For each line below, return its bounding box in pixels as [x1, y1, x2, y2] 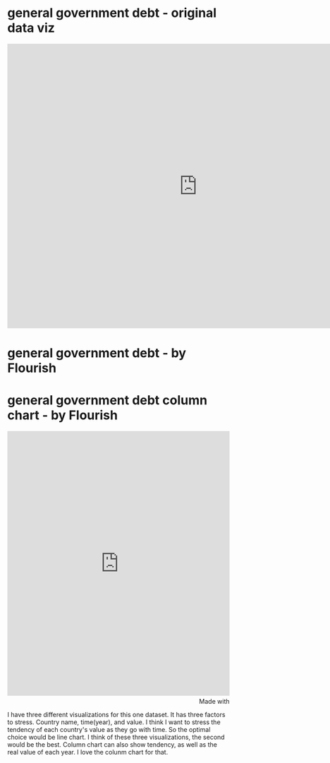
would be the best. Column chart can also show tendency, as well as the [7, 740, 217, 749]
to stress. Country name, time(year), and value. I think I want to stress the [7, 718, 221, 726]
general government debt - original [7, 5, 217, 21]
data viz [7, 20, 55, 36]
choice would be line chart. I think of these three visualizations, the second [7, 733, 225, 742]
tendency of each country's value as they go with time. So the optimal [7, 726, 211, 734]
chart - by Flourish [7, 407, 118, 423]
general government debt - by [7, 345, 187, 361]
